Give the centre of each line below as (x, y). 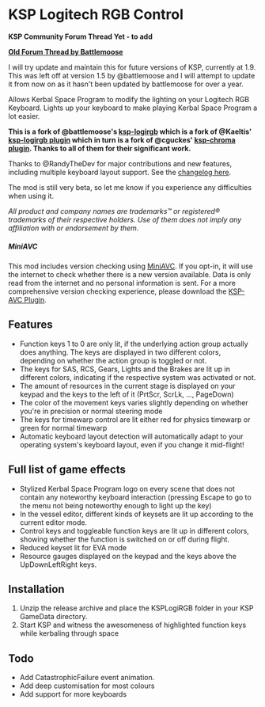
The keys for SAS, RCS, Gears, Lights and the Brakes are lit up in (125, 369)
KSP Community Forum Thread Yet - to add (80, 36)
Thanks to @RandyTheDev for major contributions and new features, (120, 163)
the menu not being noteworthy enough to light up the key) (115, 505)
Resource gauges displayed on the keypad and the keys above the (128, 556)
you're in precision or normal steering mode (91, 411)
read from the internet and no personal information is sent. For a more (122, 283)
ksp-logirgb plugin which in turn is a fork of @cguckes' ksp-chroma (122, 139)
